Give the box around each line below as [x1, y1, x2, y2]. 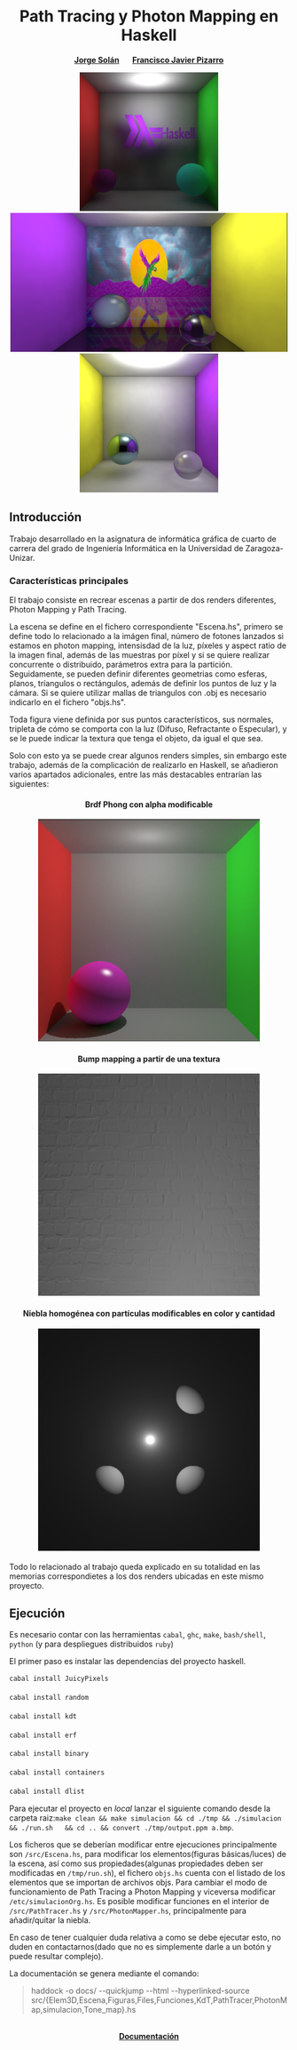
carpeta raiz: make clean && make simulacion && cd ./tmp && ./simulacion [9, 1812, 282, 1823]
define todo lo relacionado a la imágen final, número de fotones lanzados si [9, 631, 284, 642]
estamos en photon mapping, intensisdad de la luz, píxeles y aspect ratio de [9, 640, 286, 651]
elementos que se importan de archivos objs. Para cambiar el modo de [9, 1877, 268, 1887]
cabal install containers [9, 1768, 105, 1777]
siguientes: [9, 779, 50, 789]
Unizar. [9, 552, 35, 563]
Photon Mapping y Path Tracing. [9, 605, 127, 615]
